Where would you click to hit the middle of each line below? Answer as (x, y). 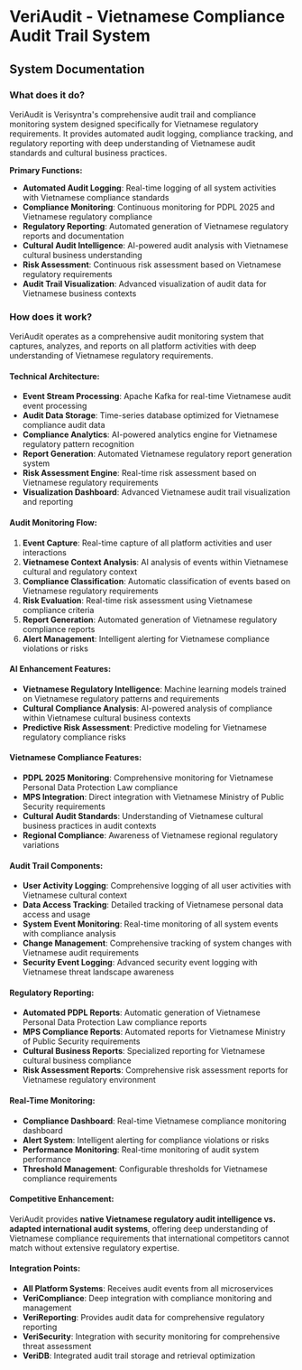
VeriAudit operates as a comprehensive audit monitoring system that (137, 337)
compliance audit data (64, 425)
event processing (55, 406)
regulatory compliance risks (74, 737)
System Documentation (77, 69)
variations (41, 844)
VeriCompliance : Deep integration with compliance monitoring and (147, 1298)
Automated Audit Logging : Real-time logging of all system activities (149, 188)
